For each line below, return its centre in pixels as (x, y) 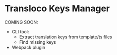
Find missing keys (38, 42)
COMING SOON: (21, 22)
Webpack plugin (29, 47)
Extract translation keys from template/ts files (66, 37)
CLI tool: (20, 31)
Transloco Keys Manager (57, 9)
